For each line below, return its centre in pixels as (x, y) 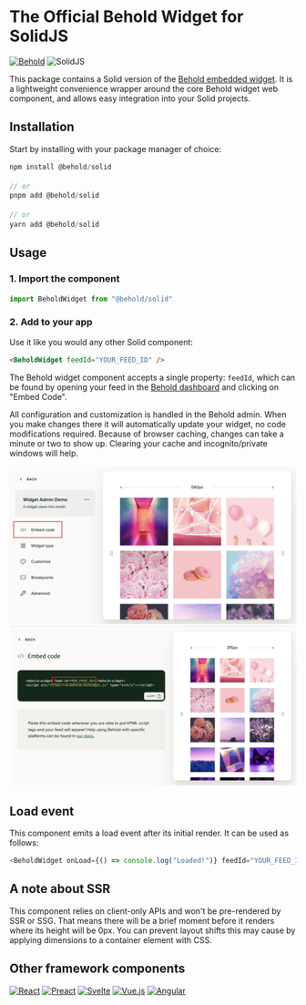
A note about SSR (60, 889)
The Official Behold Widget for (127, 17)
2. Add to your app (51, 323)
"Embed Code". (39, 396)
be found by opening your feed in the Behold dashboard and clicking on (144, 387)
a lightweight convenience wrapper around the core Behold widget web (144, 88)
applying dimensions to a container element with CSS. (111, 939)
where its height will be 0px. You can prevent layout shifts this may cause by (153, 930)
